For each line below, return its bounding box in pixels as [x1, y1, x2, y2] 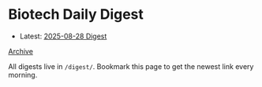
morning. [8, 70, 38, 79]
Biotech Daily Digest [8, 5, 144, 24]
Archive [8, 46, 34, 56]
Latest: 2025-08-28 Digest [19, 31, 107, 41]
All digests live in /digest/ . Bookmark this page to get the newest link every [8, 61, 254, 71]
